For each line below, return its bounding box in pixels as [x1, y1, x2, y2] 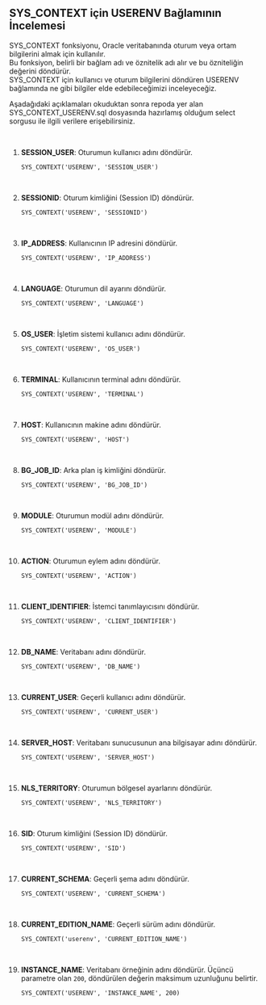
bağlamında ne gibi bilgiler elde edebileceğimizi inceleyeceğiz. [9, 83, 217, 93]
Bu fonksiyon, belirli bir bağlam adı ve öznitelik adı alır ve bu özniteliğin [9, 57, 244, 67]
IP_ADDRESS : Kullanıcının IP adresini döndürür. [20, 238, 178, 248]
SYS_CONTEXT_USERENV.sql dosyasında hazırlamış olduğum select [9, 107, 236, 117]
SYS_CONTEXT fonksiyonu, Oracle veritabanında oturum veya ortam [9, 40, 237, 50]
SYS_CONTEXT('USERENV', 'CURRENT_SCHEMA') [20, 890, 166, 898]
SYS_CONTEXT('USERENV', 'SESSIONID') [20, 208, 148, 216]
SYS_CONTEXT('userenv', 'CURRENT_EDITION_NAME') [20, 935, 188, 943]
